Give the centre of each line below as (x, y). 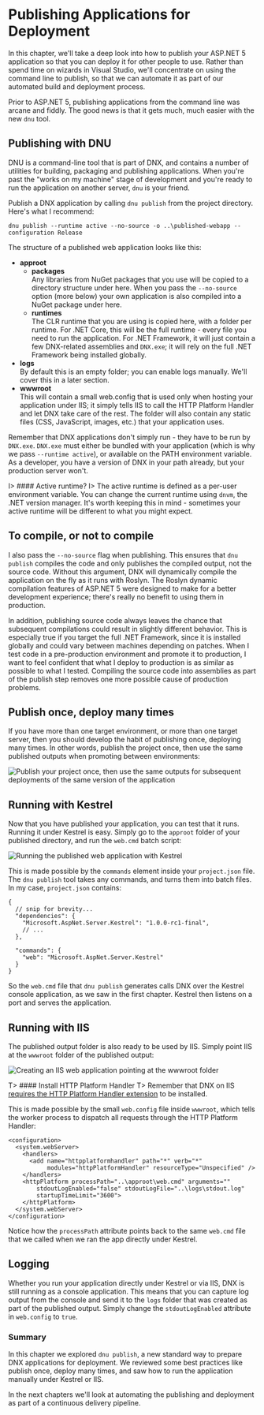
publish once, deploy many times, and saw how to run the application (121, 1371)
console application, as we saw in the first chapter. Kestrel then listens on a (130, 995)
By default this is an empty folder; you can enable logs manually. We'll (133, 371)
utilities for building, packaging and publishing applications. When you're (126, 170)
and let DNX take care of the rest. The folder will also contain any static (135, 413)
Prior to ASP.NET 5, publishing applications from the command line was (124, 102)
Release (70, 233)
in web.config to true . (43, 1316)
